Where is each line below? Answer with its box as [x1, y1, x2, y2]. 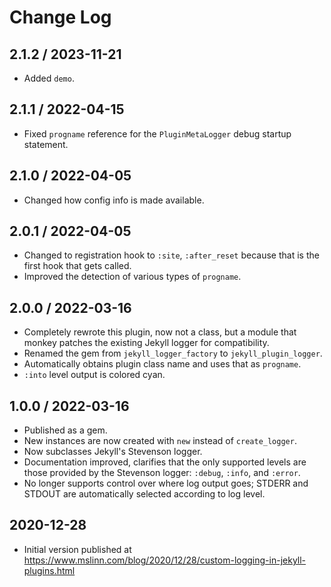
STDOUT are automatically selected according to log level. [23, 488, 266, 500]
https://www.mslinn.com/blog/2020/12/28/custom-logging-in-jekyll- [23, 554, 307, 566]
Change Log [9, 6, 112, 29]
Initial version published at [23, 543, 132, 555]
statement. [23, 138, 69, 150]
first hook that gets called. [23, 260, 132, 272]
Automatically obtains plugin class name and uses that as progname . [23, 358, 302, 370]
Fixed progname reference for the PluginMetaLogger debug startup [23, 127, 292, 140]
